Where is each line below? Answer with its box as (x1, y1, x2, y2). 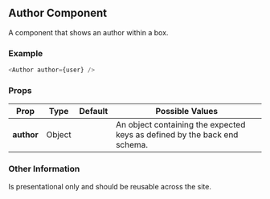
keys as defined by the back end (115, 129, 239, 140)
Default (79, 106, 108, 117)
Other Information (8, 164, 80, 175)
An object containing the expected (115, 120, 246, 131)
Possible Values (155, 106, 219, 117)
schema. (115, 140, 149, 151)
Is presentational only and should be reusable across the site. (8, 181, 211, 191)
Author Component (8, 6, 108, 20)
